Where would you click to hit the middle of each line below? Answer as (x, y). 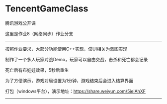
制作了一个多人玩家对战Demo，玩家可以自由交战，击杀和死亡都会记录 (77, 59)
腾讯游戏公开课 (20, 23)
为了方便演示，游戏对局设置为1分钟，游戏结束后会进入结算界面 (69, 81)
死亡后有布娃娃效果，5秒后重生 (37, 70)
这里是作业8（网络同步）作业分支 (39, 33)
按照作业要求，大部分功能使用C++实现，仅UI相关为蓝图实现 (66, 49)
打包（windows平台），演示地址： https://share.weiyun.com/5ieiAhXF (75, 91)
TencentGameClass (47, 9)
